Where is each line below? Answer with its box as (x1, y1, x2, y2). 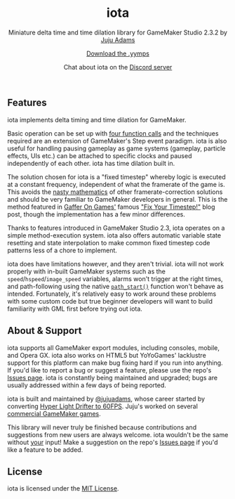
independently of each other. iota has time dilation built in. (7, 159, 175, 167)
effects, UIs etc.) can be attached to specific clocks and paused (7, 151, 192, 160)
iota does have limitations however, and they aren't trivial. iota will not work (7, 259, 224, 268)
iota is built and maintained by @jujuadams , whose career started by (7, 394, 206, 403)
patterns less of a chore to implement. (7, 246, 118, 254)
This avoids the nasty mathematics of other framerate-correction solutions (7, 188, 223, 196)
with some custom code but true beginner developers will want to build (7, 297, 213, 305)
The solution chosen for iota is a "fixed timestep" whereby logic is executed (7, 172, 226, 181)
